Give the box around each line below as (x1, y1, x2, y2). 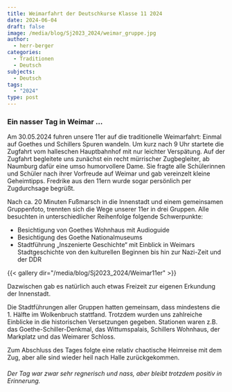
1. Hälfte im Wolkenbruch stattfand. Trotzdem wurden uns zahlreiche (7, 310, 203, 319)
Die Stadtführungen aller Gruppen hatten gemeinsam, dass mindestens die (7, 303, 220, 312)
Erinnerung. (7, 376, 41, 385)
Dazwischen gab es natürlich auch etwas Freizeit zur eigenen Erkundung (7, 282, 216, 291)
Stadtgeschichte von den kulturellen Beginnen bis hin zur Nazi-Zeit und (17, 248, 222, 257)
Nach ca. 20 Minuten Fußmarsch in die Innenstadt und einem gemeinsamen (7, 198, 224, 206)
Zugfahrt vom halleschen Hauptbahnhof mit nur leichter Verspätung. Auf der (7, 147, 225, 156)
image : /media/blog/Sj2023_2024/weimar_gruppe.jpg (7, 29, 157, 37)
